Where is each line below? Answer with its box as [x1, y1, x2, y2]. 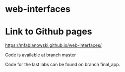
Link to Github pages [5, 26, 92, 37]
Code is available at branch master [5, 52, 76, 58]
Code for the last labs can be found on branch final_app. [5, 62, 121, 68]
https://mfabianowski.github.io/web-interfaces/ [5, 42, 102, 48]
